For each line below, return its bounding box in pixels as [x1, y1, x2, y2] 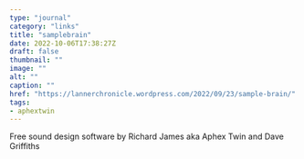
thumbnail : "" [9, 55, 64, 65]
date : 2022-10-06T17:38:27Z [9, 38, 117, 48]
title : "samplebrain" [9, 30, 92, 39]
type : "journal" [9, 13, 71, 23]
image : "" [9, 65, 47, 74]
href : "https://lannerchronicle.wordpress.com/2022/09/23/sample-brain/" [9, 89, 297, 98]
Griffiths [9, 141, 40, 152]
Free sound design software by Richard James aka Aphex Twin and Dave [9, 131, 285, 142]
